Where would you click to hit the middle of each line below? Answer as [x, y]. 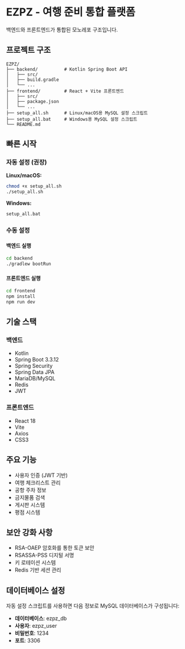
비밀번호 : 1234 [32, 633]
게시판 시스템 [30, 505]
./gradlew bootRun [29, 264]
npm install [21, 296]
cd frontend [21, 291]
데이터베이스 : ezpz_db [41, 618]
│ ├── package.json [33, 101]
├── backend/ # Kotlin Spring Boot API [67, 69]
